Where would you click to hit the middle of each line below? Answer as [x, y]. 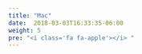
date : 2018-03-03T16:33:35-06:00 [66, 23]
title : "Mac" [30, 15]
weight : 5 [25, 30]
